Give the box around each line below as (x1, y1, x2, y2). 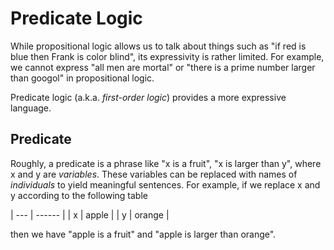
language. (10, 102, 52, 114)
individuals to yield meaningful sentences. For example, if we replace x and (10, 178, 321, 191)
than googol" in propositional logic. (10, 72, 155, 84)
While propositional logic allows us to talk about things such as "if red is (10, 40, 307, 52)
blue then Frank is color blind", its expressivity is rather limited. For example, (10, 50, 325, 62)
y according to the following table (10, 189, 148, 201)
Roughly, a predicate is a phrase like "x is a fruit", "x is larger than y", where (10, 157, 322, 169)
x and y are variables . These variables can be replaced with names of (10, 168, 298, 180)
